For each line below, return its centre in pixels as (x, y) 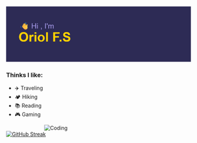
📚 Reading (28, 105)
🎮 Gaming (28, 114)
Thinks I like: (24, 75)
